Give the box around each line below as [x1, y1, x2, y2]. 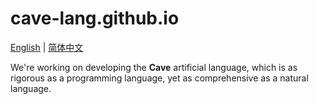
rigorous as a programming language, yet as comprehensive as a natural [10, 72, 309, 84]
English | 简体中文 [10, 41, 84, 53]
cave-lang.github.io [10, 7, 180, 30]
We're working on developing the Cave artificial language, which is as [10, 61, 298, 73]
